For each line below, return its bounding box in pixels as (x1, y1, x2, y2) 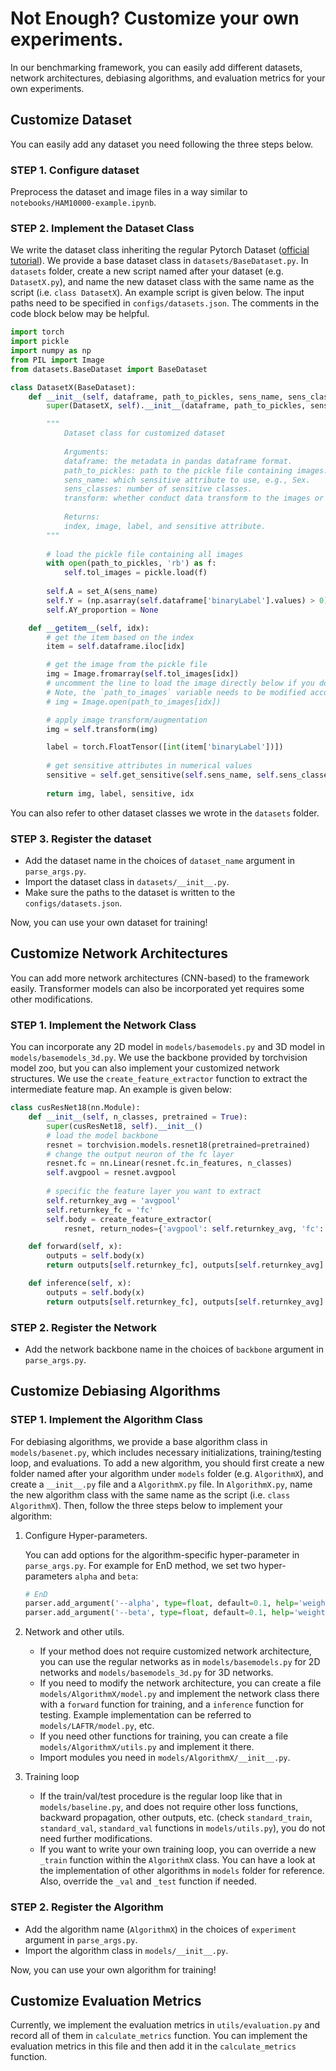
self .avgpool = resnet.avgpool (46, 1168, 177, 1178)
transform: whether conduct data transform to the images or (63, 493, 325, 504)
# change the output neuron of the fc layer (46, 1149, 235, 1159)
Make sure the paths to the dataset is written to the (24, 887, 236, 899)
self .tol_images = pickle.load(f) (63, 568, 208, 578)
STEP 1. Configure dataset (10, 163, 140, 177)
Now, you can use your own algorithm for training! (10, 1963, 217, 1976)
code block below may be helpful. (10, 308, 150, 320)
